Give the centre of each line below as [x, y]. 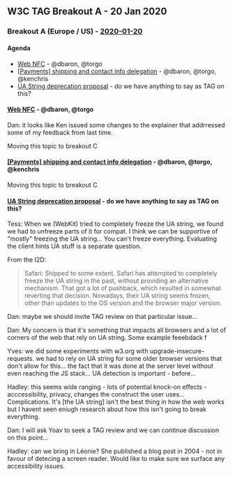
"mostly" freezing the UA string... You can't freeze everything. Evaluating [112, 239]
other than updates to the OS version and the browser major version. [123, 303]
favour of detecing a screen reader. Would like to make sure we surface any [116, 459]
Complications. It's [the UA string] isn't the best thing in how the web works [116, 402]
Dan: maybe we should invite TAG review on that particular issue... [102, 317]
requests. [21, 359]
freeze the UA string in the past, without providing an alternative [116, 281]
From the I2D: [27, 260]
